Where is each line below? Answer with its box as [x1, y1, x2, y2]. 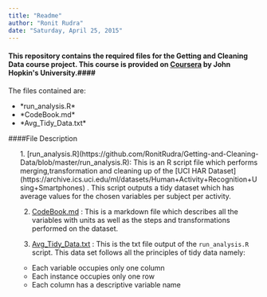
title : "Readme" [8, 11, 62, 20]
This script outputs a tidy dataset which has [90, 182, 235, 192]
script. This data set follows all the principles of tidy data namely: [31, 248, 245, 257]
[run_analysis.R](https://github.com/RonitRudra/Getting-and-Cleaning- [26, 149, 259, 158]
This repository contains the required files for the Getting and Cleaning [8, 51, 249, 61]
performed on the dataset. [31, 224, 119, 233]
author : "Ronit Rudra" [8, 19, 84, 27]
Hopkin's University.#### [8, 68, 96, 77]
